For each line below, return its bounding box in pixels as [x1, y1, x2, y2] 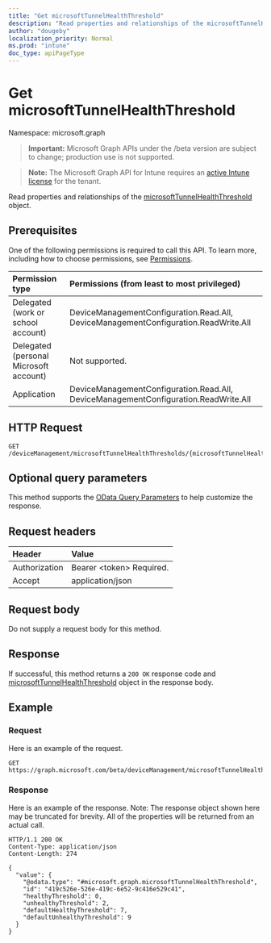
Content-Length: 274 [8, 849, 78, 857]
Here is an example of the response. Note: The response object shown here [8, 803, 261, 812]
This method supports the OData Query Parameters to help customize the [8, 493, 253, 503]
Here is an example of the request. [8, 743, 123, 753]
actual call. [8, 820, 44, 829]
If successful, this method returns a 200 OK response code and [8, 669, 216, 678]
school [12, 316, 39, 328]
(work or [12, 307, 45, 318]
